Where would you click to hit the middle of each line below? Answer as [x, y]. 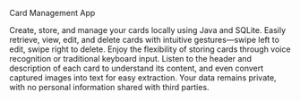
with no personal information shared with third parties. [109, 87]
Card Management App [52, 13]
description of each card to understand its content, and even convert [137, 68]
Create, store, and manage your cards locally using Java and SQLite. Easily [148, 30]
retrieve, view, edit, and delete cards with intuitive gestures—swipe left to [145, 40]
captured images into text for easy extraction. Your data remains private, [143, 78]
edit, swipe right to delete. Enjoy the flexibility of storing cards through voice [150, 49]
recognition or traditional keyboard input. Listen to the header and [131, 59]
